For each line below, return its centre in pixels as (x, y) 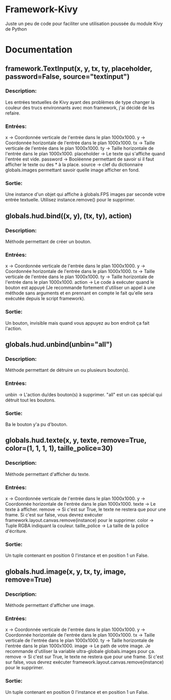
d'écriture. (16, 531)
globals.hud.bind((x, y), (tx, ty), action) (68, 216)
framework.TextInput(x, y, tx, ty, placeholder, (79, 68)
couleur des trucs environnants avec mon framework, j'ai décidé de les (80, 107)
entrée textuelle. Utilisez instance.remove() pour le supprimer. (70, 200)
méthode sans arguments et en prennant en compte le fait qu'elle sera (79, 293)
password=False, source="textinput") (68, 76)
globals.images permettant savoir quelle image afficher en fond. (72, 170)
